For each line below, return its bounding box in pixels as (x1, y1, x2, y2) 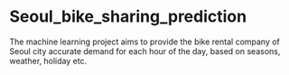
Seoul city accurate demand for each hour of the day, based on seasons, (9, 45, 281, 56)
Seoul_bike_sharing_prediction (9, 6, 247, 27)
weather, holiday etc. (9, 55, 88, 66)
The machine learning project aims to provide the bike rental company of (9, 36, 280, 47)
